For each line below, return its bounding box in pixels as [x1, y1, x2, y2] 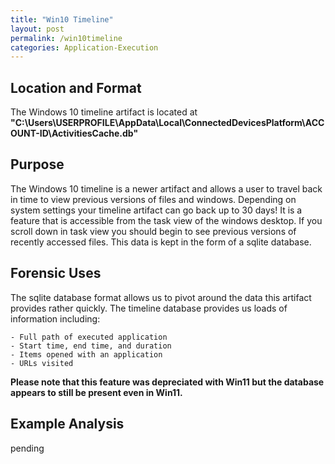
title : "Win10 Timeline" [10, 14, 114, 25]
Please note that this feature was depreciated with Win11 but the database [10, 376, 325, 388]
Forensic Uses [10, 265, 102, 282]
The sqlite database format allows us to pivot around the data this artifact [10, 291, 312, 303]
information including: [10, 312, 101, 325]
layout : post [10, 24, 65, 34]
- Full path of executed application [10, 332, 168, 342]
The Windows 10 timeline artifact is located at [10, 106, 198, 118]
